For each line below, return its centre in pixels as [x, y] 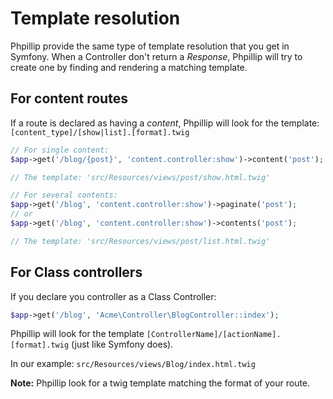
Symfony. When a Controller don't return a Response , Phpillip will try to [156, 56]
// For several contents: [64, 195]
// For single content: [60, 150]
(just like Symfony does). [122, 344]
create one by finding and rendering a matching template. [129, 67]
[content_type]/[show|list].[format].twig [100, 132]
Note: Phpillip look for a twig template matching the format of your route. [160, 383]
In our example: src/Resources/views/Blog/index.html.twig [133, 364]
